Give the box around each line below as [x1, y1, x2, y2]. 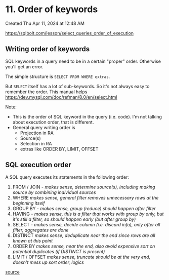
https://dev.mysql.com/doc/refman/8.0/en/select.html [5, 94, 117, 100]
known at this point [12, 237, 53, 244]
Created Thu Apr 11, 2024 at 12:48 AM [5, 20, 85, 26]
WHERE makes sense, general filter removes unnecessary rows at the [12, 194, 159, 201]
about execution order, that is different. [12, 119, 94, 125]
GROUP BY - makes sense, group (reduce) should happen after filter [12, 205, 156, 211]
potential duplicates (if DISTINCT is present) [12, 248, 105, 254]
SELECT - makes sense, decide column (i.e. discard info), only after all [12, 221, 160, 227]
